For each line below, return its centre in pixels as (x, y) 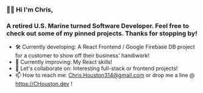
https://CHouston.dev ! (44, 84)
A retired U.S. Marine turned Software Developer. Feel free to (98, 25)
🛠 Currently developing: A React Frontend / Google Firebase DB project (105, 47)
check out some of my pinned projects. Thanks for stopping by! (102, 33)
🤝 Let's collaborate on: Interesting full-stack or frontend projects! (96, 68)
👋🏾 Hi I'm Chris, (30, 10)
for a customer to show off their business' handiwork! (82, 56)
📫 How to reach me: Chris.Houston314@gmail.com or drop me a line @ (105, 75)
